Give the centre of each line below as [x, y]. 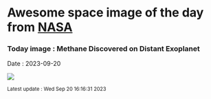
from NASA [40, 27]
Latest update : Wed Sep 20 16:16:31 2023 [57, 89]
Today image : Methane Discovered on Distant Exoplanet [104, 49]
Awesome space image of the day [105, 13]
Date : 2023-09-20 [34, 64]
